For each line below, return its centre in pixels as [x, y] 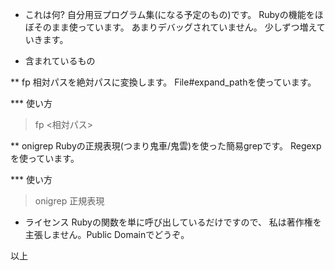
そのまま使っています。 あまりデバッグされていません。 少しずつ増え [175, 27]
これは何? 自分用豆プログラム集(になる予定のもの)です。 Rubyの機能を [169, 14]
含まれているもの [60, 61]
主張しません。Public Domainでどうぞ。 [107, 234]
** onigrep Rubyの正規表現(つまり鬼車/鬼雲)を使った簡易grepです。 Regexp [166, 146]
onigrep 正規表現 [69, 201]
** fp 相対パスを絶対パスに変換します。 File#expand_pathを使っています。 [163, 82]
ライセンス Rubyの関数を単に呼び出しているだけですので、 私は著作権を [173, 222]
